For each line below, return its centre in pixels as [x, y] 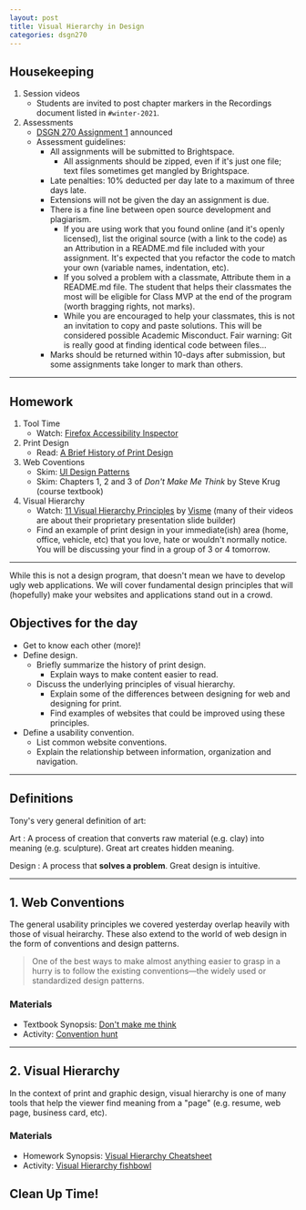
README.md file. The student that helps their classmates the [178, 287]
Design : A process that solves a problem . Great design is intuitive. [135, 865]
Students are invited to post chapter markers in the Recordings [154, 103]
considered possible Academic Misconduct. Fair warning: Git [178, 336]
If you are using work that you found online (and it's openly [174, 229]
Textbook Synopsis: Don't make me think [99, 1024]
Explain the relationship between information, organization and [153, 751]
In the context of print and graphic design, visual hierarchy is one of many [148, 1093]
